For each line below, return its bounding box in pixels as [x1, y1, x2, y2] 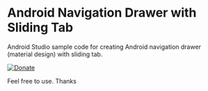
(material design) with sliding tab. [7, 50, 103, 58]
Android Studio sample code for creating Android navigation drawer [7, 42, 202, 51]
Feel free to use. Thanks [7, 76, 77, 85]
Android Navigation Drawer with [7, 5, 197, 21]
